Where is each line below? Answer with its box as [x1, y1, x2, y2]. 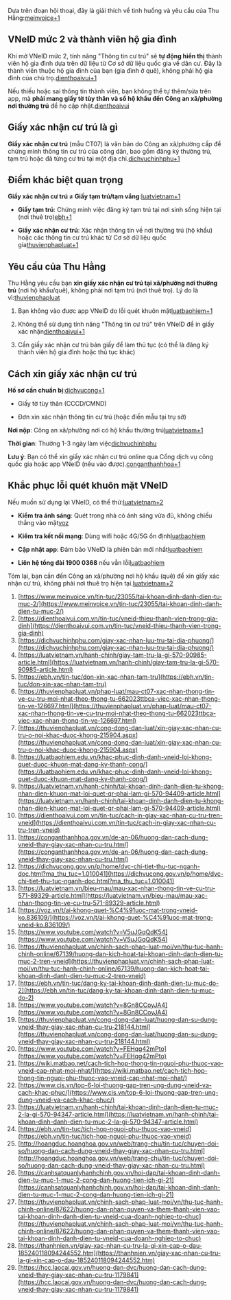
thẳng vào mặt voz [17, 518, 69, 526]
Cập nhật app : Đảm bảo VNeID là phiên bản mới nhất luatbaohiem [17, 545, 203, 553]
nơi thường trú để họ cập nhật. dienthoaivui [8, 102, 130, 110]
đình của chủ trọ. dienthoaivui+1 [8, 73, 97, 82]
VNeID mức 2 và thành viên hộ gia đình [8, 34, 178, 45]
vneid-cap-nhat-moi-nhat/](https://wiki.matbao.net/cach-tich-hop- [17, 1066, 208, 1074]
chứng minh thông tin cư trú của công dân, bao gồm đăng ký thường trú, [8, 147, 212, 155]
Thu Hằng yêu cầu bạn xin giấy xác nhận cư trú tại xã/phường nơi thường [8, 279, 218, 288]
